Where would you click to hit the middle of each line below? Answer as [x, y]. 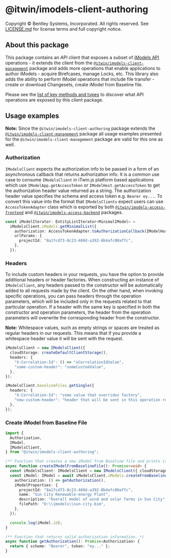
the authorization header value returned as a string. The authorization [78, 191]
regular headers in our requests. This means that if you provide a [73, 333]
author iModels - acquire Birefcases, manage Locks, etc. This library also [82, 74]
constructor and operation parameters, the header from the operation [78, 312]
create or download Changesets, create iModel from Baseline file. [74, 84]
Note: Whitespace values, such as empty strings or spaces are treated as [82, 328]
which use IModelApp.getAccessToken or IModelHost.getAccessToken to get [83, 185]
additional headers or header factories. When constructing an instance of [82, 280]
